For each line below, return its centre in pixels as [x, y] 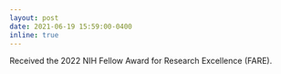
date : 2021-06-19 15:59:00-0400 [71, 26]
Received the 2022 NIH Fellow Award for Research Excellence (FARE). [141, 61]
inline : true [34, 35]
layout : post [34, 18]
